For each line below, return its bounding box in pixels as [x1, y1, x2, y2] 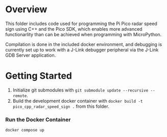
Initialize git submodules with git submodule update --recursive [12, 87, 149, 93]
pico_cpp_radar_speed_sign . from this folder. [12, 103, 110, 109]
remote [12, 93, 27, 98]
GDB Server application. [5, 52, 56, 58]
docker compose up [5, 128, 44, 133]
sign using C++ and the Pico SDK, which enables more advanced [5, 26, 142, 32]
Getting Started [5, 70, 73, 82]
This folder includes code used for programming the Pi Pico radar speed [5, 20, 157, 27]
